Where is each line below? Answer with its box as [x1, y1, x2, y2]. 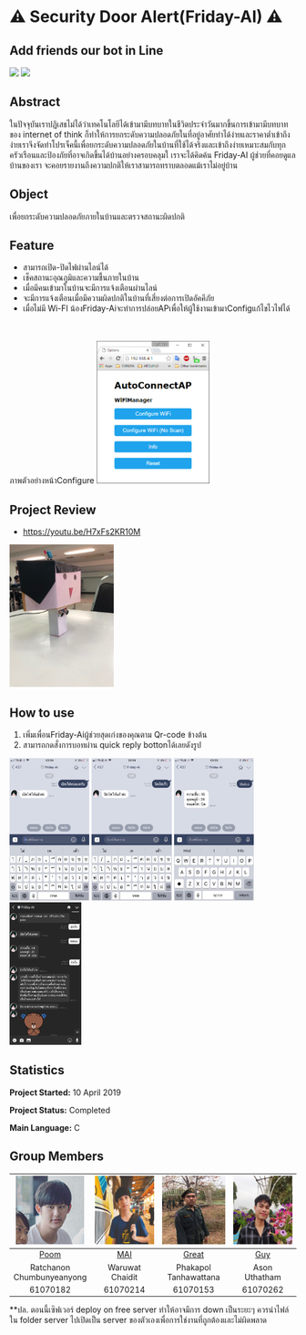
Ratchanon [30, 1261, 71, 1273]
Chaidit [110, 1271, 138, 1282]
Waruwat [107, 1261, 141, 1273]
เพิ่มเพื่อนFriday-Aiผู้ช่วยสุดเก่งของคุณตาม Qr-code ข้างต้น [22, 730, 208, 740]
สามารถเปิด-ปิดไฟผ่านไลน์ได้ [22, 262, 109, 273]
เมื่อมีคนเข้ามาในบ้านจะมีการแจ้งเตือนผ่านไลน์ [22, 283, 158, 294]
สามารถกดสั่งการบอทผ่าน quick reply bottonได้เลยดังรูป [22, 740, 202, 750]
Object [9, 187, 48, 202]
